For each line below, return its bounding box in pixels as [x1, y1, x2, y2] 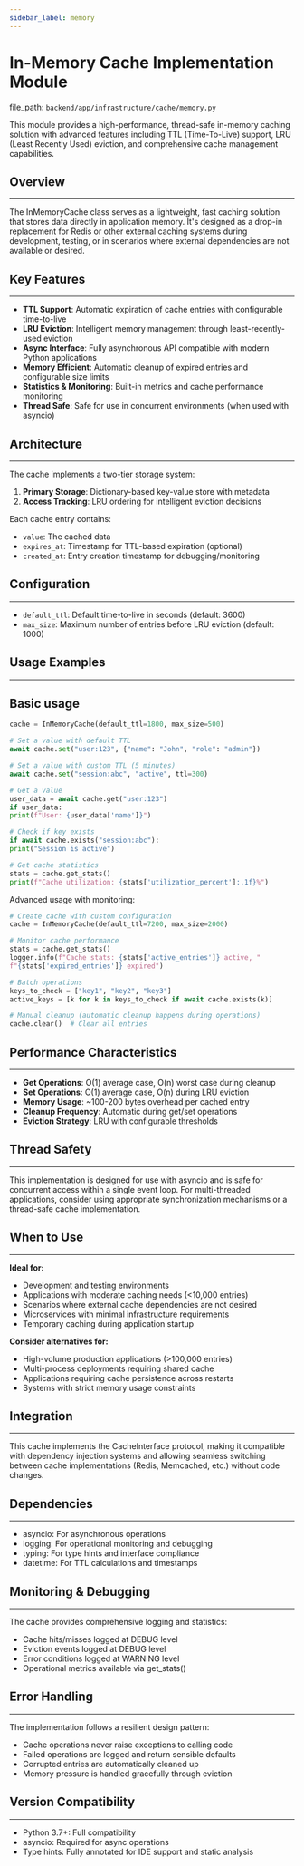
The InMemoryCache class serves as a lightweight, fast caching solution [9, 207, 280, 218]
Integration [9, 1408, 74, 1424]
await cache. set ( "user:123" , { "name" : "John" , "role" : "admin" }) [9, 745, 261, 754]
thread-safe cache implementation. [9, 1203, 141, 1214]
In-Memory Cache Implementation [9, 52, 274, 73]
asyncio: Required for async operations [22, 1836, 169, 1847]
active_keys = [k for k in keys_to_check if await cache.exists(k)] [9, 994, 273, 1004]
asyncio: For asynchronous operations [22, 1529, 166, 1540]
